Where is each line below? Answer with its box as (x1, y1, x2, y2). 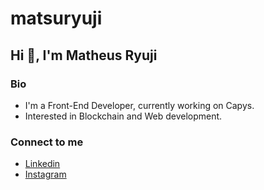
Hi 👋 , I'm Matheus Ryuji (10, 47, 158, 64)
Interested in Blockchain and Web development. (24, 110, 223, 122)
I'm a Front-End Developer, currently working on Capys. (24, 99, 255, 111)
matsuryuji (10, 7, 103, 30)
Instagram (24, 168, 67, 181)
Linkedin (24, 158, 61, 170)
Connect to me (10, 135, 84, 149)
